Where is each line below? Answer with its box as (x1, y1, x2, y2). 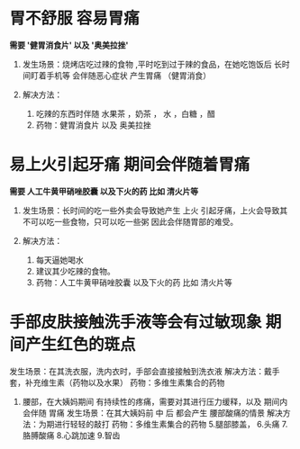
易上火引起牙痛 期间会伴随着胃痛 (9, 155, 250, 175)
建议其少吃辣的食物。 (35, 265, 115, 276)
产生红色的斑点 (25, 335, 137, 355)
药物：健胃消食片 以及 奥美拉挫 (35, 119, 151, 130)
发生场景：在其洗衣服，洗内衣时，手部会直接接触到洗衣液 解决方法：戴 (9, 365, 272, 376)
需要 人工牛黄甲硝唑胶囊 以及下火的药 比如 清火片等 (9, 185, 199, 196)
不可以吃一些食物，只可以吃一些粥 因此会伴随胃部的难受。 (22, 216, 239, 227)
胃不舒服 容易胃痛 (9, 8, 140, 29)
